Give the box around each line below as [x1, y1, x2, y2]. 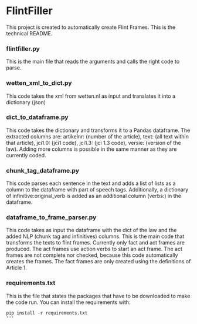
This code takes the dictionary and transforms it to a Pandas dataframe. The [6, 127, 191, 134]
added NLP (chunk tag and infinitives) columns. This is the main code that [6, 233, 185, 240]
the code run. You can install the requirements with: [6, 299, 131, 306]
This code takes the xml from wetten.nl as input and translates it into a [6, 92, 176, 100]
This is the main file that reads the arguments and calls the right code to [6, 58, 180, 65]
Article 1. [6, 264, 28, 272]
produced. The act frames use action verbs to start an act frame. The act [6, 246, 183, 253]
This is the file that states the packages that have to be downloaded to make [6, 292, 191, 299]
